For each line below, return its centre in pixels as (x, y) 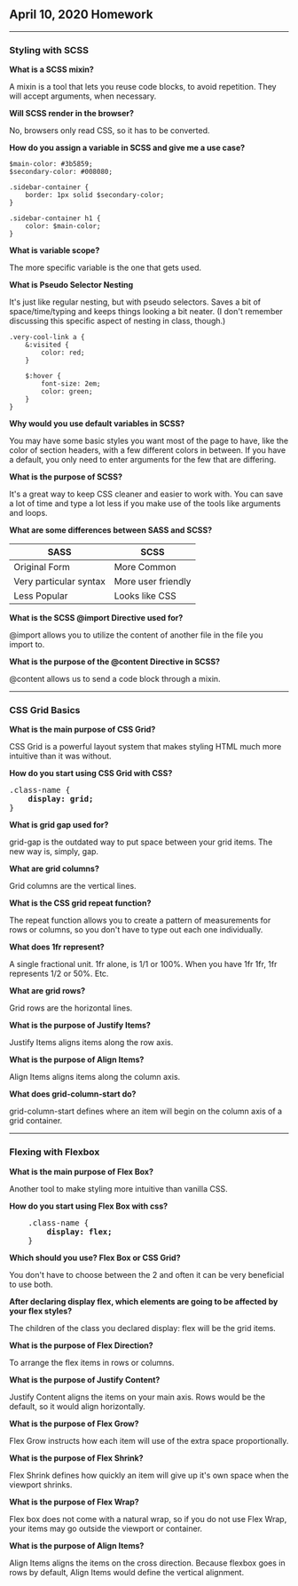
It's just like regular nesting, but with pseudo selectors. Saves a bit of (135, 302)
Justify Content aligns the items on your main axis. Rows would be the (137, 1397)
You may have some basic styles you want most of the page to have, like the (149, 441)
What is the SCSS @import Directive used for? (96, 618)
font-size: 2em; (71, 384)
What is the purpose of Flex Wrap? (74, 1502)
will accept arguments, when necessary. (83, 96)
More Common (145, 567)
